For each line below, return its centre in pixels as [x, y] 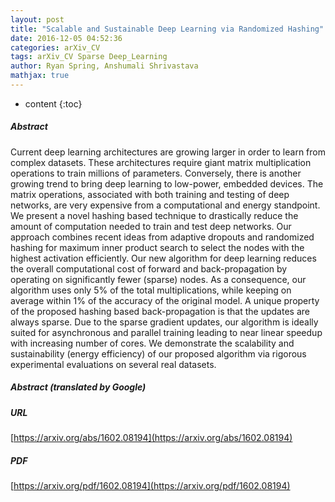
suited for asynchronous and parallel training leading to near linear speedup [166, 332]
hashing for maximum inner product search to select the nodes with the [157, 247]
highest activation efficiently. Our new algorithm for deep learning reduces [163, 258]
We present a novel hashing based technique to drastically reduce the [154, 215]
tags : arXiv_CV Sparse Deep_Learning [89, 57]
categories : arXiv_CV [55, 47]
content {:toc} [53, 103]
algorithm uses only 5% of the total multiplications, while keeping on [151, 290]
